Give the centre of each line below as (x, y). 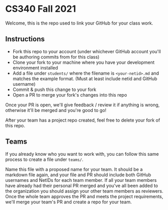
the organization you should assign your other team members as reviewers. (85, 191)
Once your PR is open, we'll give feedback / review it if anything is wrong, (82, 105)
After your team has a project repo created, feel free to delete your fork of (83, 120)
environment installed (35, 67)
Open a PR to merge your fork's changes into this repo (70, 95)
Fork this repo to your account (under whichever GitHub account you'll (87, 51)
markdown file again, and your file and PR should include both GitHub (78, 175)
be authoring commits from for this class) (56, 57)
